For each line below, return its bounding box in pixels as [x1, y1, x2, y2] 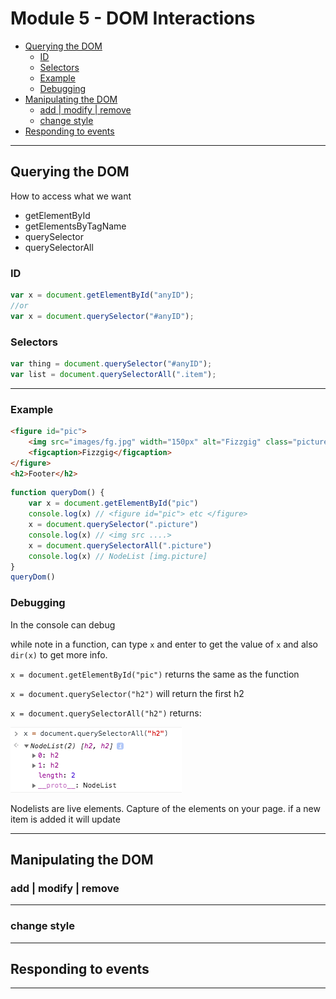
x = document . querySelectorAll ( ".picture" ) [28, 540, 213, 551]
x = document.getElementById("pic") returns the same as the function [10, 668, 300, 680]
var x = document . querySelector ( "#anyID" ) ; [10, 311, 195, 321]
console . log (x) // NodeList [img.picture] [28, 551, 208, 561]
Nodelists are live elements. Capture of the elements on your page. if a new [10, 802, 321, 814]
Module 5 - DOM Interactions [10, 7, 256, 30]
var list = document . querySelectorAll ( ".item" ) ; [10, 369, 217, 379]
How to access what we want [10, 190, 132, 202]
